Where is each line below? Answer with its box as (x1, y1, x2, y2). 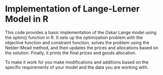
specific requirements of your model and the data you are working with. (5, 64, 149, 70)
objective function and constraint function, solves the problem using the (5, 39, 149, 45)
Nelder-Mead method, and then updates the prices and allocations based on (5, 45, 159, 50)
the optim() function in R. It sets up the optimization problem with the (5, 35, 143, 40)
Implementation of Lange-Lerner (5, 3, 140, 14)
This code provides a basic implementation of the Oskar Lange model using (5, 29, 157, 35)
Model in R (5, 13, 49, 25)
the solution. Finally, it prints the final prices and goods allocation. (5, 50, 137, 56)
